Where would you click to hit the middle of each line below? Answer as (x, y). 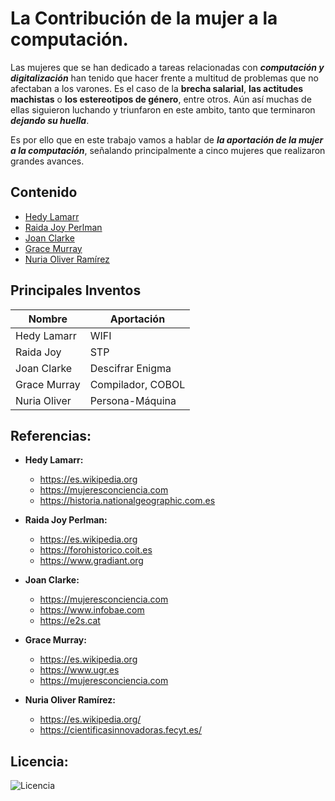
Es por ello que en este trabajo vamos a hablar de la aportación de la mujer (167, 139)
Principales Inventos (76, 290)
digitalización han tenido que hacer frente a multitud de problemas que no (164, 78)
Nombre (48, 319)
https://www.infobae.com (92, 610)
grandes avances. (47, 161)
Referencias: (51, 435)
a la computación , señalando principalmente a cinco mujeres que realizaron (168, 150)
